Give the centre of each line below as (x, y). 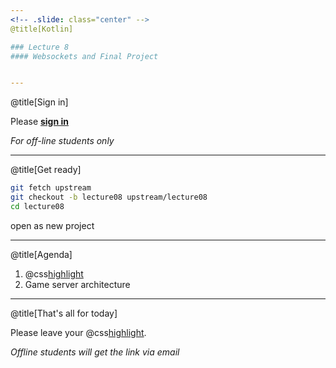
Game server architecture (77, 284)
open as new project (52, 225)
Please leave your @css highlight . (78, 332)
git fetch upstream (51, 188)
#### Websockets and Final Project (84, 56)
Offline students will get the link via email (95, 352)
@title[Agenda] (41, 254)
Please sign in (40, 122)
